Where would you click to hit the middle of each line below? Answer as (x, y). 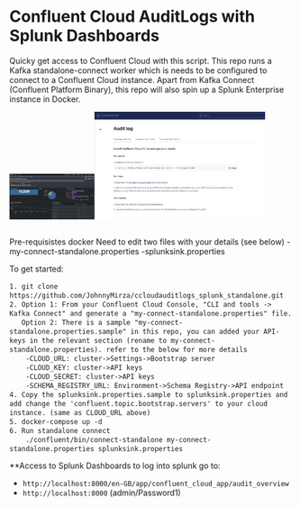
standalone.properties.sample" (68, 332)
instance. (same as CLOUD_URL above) (80, 413)
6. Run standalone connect (60, 431)
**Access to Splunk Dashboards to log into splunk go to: (115, 466)
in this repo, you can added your (195, 332)
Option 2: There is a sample (76, 323)
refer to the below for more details (177, 350)
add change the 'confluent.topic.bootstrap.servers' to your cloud (139, 404)
